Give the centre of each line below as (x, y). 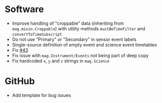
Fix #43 (20, 50)
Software (24, 9)
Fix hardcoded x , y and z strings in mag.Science (61, 61)
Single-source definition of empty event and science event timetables (85, 44)
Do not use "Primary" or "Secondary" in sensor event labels (74, 39)
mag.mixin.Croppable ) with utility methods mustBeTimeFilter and (78, 28)
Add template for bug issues (41, 95)
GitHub (20, 81)
